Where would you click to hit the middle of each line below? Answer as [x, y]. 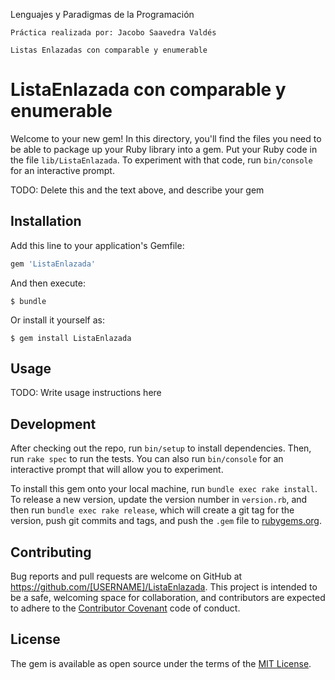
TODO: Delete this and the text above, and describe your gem [137, 190]
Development [53, 424]
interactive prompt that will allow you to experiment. [117, 470]
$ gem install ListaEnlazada [71, 338]
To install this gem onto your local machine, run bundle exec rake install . [164, 489]
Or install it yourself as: [57, 320]
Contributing [51, 552]
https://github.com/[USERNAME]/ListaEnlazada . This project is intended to [164, 587]
